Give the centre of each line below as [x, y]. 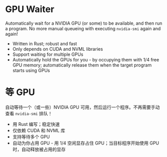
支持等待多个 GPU [31, 136]
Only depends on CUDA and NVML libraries [58, 49]
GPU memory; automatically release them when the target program [82, 65]
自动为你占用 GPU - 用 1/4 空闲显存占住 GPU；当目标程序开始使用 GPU [86, 143]
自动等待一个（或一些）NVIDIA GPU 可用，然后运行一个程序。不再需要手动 [82, 107]
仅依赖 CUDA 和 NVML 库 [39, 130]
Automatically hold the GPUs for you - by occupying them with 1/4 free [86, 59]
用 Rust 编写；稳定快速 [36, 124]
